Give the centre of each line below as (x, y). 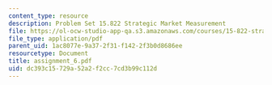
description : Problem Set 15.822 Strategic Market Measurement (117, 23)
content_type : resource (49, 16)
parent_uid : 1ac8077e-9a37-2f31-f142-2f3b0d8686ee (96, 46)
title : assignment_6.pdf (50, 62)
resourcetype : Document (49, 53)
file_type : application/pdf (56, 38)
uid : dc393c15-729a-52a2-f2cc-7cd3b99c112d (83, 69)
